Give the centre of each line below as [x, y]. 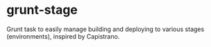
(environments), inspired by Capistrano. [63, 36]
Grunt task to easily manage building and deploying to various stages [105, 29]
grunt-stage [42, 10]
